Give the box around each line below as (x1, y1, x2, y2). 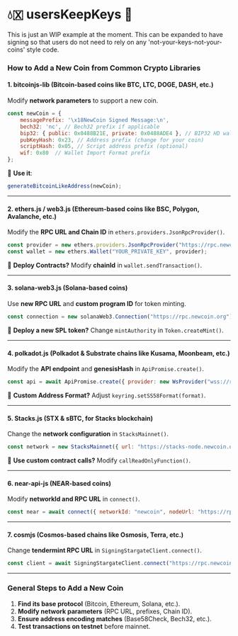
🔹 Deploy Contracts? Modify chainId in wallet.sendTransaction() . (7, 261, 203, 269)
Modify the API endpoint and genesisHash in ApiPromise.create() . (7, 365, 204, 373)
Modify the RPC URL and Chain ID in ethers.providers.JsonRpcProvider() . (7, 228, 225, 237)
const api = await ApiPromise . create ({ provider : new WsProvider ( (7, 378, 208, 385)
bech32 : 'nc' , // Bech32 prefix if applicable (20, 123, 160, 130)
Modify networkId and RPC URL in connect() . (7, 495, 140, 504)
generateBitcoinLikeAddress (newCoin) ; (7, 183, 122, 190)
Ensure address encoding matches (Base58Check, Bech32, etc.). (17, 614, 212, 623)
